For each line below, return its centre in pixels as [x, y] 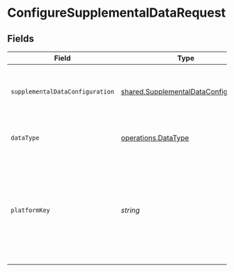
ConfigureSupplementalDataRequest [117, 13]
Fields [21, 39]
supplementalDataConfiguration [63, 92]
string [131, 210]
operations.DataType [155, 138]
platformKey [31, 210]
